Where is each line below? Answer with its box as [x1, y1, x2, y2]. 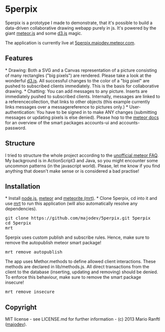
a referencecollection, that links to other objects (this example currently [5, 99, 150, 105]
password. [5, 125, 27, 131]
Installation [5, 182, 40, 190]
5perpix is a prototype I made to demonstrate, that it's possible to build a [5, 20, 153, 26]
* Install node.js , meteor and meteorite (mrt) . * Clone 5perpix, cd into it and [5, 195, 158, 201]
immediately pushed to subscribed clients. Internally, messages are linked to [5, 93, 160, 99]
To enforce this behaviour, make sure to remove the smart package [5, 274, 141, 280]
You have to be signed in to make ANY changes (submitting [36, 109, 157, 115]
